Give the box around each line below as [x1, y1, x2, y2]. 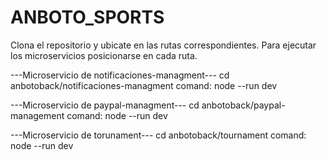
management [10, 109, 65, 121]
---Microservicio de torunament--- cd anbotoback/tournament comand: [10, 129, 307, 141]
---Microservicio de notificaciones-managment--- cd [10, 69, 230, 81]
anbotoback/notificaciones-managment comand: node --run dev [10, 79, 278, 91]
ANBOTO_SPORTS [10, 6, 165, 29]
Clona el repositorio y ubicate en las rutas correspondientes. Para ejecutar [10, 39, 317, 51]
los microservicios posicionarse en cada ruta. [10, 49, 198, 61]
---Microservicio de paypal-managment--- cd [10, 99, 200, 111]
